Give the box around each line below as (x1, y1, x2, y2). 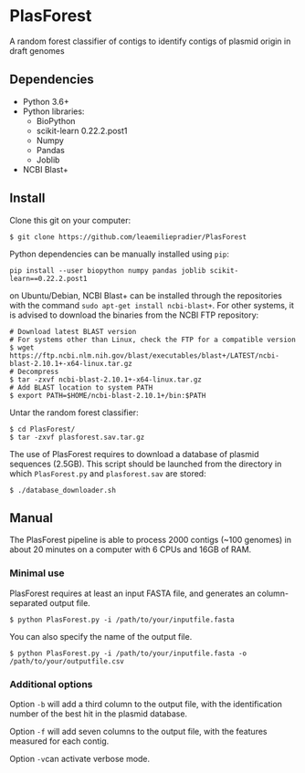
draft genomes (9, 45, 66, 56)
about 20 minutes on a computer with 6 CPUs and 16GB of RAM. (9, 544, 252, 555)
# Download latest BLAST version (9, 327, 137, 336)
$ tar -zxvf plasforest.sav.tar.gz (9, 433, 145, 442)
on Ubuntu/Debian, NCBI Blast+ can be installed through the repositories (9, 289, 283, 301)
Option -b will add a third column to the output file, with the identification (9, 698, 283, 709)
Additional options (9, 677, 93, 690)
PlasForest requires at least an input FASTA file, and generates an (9, 588, 256, 599)
